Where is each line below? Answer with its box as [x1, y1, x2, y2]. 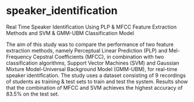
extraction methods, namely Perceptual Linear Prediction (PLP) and [6, 47, 168, 54]
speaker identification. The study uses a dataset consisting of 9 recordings [6, 72, 186, 79]
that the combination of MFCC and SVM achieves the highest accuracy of [6, 84, 183, 91]
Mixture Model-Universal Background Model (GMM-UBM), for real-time [6, 65, 178, 72]
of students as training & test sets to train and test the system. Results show [6, 78, 188, 85]
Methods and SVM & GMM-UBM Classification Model [6, 29, 135, 36]
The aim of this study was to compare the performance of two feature [6, 41, 174, 48]
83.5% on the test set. [6, 90, 59, 97]
